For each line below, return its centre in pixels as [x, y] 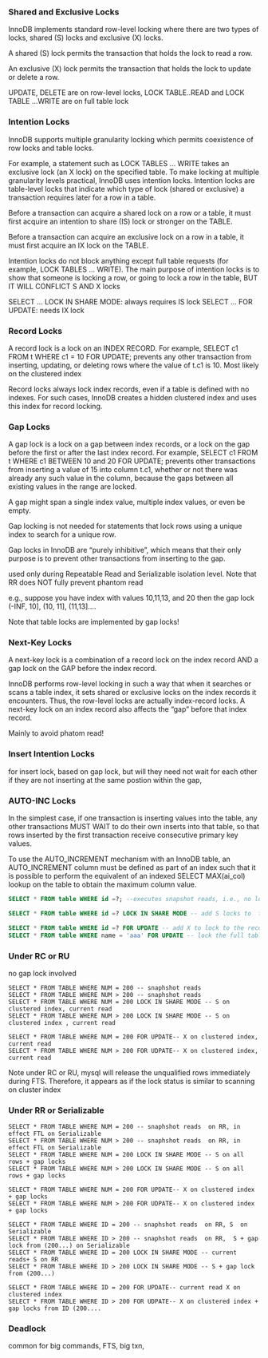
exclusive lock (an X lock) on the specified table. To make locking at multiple [134, 172]
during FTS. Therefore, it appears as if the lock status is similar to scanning [132, 1081]
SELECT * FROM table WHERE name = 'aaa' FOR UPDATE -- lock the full [126, 935]
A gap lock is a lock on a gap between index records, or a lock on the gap [129, 444]
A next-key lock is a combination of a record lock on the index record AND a [134, 660]
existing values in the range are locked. [73, 486]
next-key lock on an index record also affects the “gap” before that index [128, 709]
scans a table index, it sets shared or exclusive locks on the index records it [132, 693]
